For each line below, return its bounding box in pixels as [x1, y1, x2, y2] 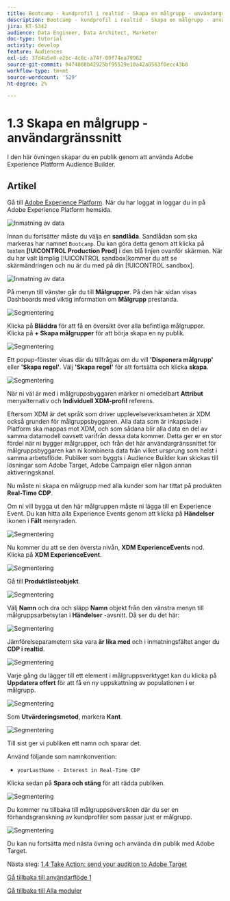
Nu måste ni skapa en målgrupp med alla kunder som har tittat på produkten [7, 481, 222, 490]
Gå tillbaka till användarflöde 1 [7, 874, 92, 881]
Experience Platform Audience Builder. [7, 160, 116, 169]
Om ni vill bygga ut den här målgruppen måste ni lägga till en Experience [7, 502, 212, 510]
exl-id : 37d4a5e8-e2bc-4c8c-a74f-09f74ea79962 [7, 55, 142, 62]
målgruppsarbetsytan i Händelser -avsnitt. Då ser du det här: [7, 611, 180, 619]
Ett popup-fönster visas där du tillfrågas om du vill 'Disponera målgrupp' [7, 356, 214, 363]
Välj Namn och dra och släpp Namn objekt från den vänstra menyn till [7, 604, 204, 612]
